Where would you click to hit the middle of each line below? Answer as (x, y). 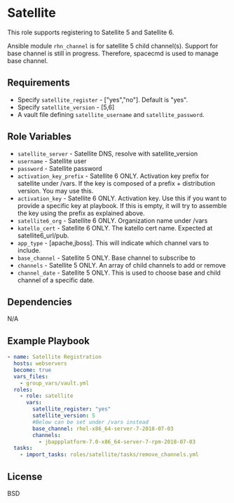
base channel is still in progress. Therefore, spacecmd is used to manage (113, 53)
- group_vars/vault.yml (55, 383)
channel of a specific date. (56, 280)
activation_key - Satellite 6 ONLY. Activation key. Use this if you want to (122, 198)
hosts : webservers (41, 364)
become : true (33, 370)
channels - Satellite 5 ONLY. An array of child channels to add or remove (122, 265)
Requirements (39, 83)
